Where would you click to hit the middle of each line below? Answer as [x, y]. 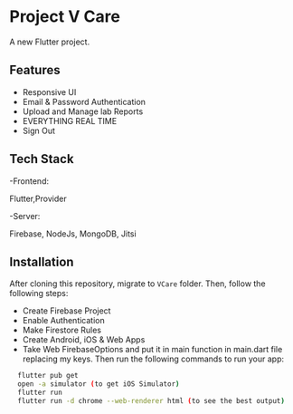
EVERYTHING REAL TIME [70, 120]
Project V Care [65, 17]
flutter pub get [48, 376]
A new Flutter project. [50, 42]
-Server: [25, 216]
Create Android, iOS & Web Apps [84, 340]
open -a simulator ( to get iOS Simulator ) [99, 384]
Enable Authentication [64, 321]
